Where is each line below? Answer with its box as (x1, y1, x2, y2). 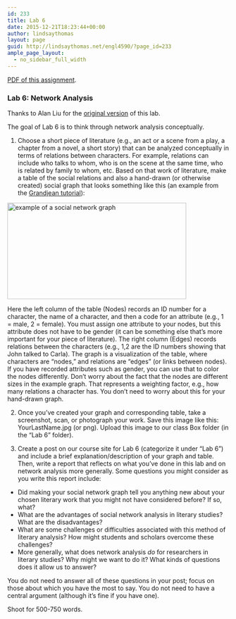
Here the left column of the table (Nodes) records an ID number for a (7, 305, 206, 313)
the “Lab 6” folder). (17, 431, 74, 439)
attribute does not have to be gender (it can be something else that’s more (7, 327, 223, 336)
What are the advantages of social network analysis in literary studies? (17, 511, 223, 519)
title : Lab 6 (7, 17, 46, 24)
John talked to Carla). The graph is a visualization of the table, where (7, 350, 208, 358)
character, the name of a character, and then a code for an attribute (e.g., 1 (7, 313, 224, 321)
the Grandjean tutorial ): (17, 189, 85, 197)
